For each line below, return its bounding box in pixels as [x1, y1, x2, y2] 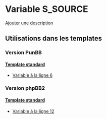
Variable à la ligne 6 [12, 72, 53, 78]
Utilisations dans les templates [5, 34, 103, 43]
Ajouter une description [5, 20, 53, 26]
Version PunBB [5, 49, 42, 56]
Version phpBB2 [5, 85, 46, 92]
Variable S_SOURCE [5, 3, 88, 15]
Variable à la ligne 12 [12, 108, 54, 114]
